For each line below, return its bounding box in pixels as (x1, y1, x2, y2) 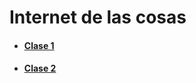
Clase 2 (23, 62, 57, 75)
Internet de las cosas (9, 6, 187, 29)
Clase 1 (23, 39, 55, 51)
